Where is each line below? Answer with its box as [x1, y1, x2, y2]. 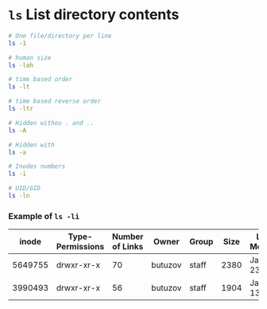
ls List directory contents [8, 6, 180, 24]
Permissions [56, 241, 105, 252]
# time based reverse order [8, 97, 102, 105]
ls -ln [8, 192, 30, 200]
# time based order [8, 76, 73, 84]
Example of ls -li [8, 210, 79, 221]
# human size [8, 53, 52, 61]
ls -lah [8, 61, 34, 69]
